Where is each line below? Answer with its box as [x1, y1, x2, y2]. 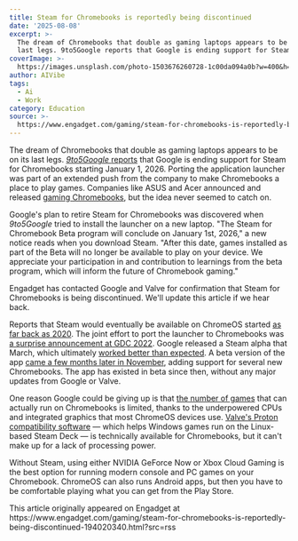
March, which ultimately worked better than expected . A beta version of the [9, 347, 286, 358]
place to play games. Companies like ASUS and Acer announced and [9, 183, 262, 193]
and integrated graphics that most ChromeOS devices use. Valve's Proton [9, 412, 278, 422]
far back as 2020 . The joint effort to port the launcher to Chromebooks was [9, 329, 285, 338]
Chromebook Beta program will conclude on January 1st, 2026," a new [9, 228, 268, 238]
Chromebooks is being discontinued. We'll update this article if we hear [9, 292, 271, 303]
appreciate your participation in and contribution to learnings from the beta [9, 257, 283, 267]
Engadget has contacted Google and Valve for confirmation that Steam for [9, 283, 280, 293]
